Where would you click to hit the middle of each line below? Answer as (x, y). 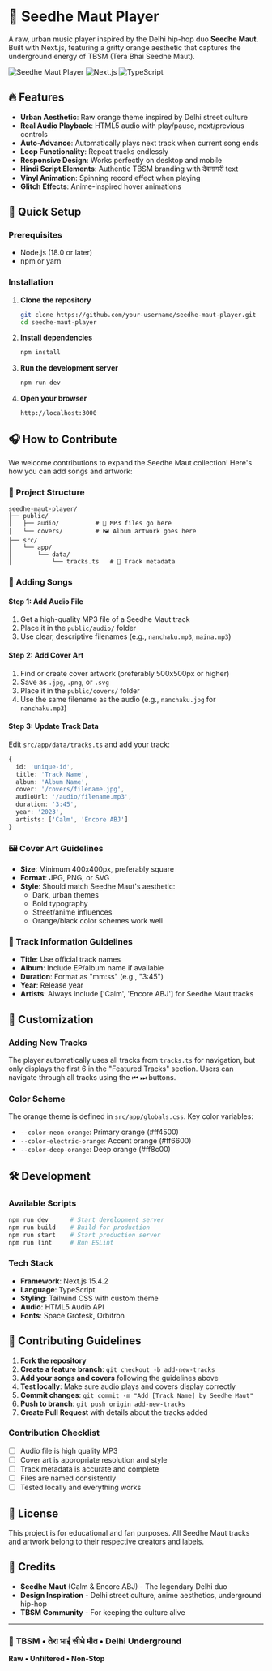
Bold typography (60, 903)
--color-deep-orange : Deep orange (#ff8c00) (96, 1150)
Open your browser (53, 398)
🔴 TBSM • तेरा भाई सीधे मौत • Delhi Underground (95, 1641)
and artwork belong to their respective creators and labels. (106, 1541)
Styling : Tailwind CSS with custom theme (89, 1298)
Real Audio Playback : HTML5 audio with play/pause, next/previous (132, 126)
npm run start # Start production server (85, 1235)
